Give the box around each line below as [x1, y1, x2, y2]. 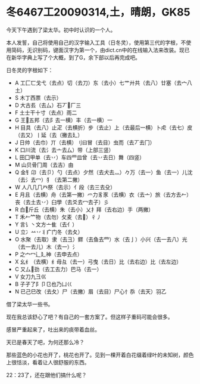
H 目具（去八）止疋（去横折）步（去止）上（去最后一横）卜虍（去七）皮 [14, 123, 193, 131]
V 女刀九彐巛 [14, 272, 46, 280]
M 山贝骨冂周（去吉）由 [14, 161, 74, 168]
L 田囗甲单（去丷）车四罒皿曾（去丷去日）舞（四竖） [14, 153, 145, 161]
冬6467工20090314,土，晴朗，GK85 [6, 5, 190, 19]
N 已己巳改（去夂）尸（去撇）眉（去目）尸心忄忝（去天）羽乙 [14, 287, 167, 295]
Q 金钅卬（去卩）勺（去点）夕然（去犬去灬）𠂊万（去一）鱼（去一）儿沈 [14, 168, 193, 176]
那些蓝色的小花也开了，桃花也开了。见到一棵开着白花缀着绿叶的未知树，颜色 [6, 351, 194, 358]
